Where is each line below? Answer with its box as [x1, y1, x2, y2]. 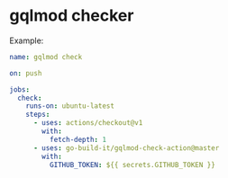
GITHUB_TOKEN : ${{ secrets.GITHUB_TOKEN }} [49, 160, 216, 169]
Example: [9, 35, 44, 46]
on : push [9, 68, 42, 77]
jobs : [9, 85, 30, 94]
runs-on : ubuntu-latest [25, 102, 115, 111]
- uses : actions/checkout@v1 [32, 119, 143, 128]
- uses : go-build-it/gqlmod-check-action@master [32, 143, 220, 153]
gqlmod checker [9, 5, 134, 26]
